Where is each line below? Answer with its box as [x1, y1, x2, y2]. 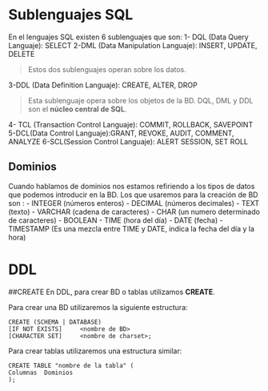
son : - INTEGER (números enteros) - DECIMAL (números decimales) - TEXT [8, 198, 260, 208]
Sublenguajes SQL [8, 6, 134, 24]
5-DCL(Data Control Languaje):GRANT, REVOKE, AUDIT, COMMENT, [8, 128, 234, 138]
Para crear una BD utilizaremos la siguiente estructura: [8, 302, 188, 312]
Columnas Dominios [8, 369, 74, 377]
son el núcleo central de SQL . [27, 104, 127, 114]
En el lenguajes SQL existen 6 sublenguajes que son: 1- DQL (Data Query [8, 32, 250, 42]
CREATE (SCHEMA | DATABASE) [8, 318, 102, 326]
